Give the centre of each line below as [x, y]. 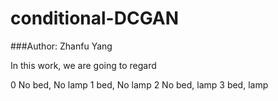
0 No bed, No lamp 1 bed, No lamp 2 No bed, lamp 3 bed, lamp [139, 84]
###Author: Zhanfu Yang [61, 46]
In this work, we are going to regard [83, 65]
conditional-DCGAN [95, 18]
